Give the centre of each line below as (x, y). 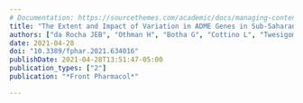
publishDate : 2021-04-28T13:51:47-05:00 (87, 60)
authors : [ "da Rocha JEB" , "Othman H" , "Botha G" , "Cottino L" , (133, 34)
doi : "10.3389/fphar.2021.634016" (74, 51)
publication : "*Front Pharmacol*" (74, 77)
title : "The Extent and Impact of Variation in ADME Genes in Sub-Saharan (153, 26)
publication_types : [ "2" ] (58, 69)
